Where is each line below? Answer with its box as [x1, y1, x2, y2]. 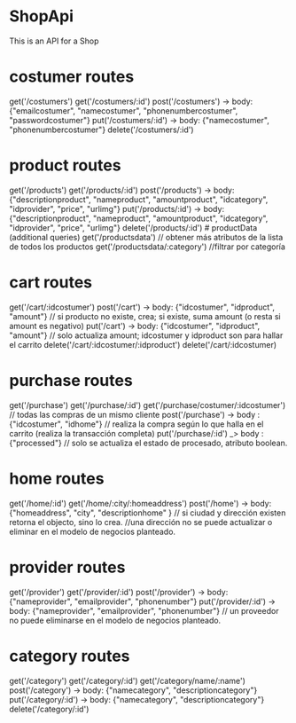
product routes [9, 155, 121, 176]
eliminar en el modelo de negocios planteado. [9, 526, 175, 537]
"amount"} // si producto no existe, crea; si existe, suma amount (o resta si [9, 310, 281, 321]
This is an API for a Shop [9, 35, 99, 46]
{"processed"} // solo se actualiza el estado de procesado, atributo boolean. [9, 437, 288, 448]
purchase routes [9, 370, 133, 390]
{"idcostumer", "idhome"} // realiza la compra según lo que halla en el [9, 419, 264, 429]
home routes [9, 468, 105, 489]
